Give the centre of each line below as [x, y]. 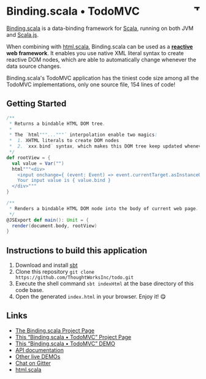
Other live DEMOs [38, 356]
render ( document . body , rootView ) [55, 226]
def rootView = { [29, 157]
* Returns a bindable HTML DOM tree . [57, 124]
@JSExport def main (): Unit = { [48, 220]
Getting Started [36, 104]
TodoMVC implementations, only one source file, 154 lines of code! [91, 84]
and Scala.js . [22, 34]
